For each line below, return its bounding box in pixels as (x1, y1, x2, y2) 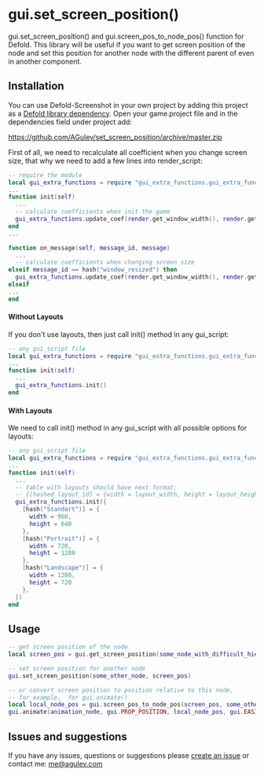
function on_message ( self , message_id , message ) (8, 244, 170, 252)
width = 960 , (28, 513, 72, 521)
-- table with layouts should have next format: (15, 483, 178, 491)
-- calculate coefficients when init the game (15, 208, 170, 216)
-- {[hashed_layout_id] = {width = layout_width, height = (15, 490, 213, 499)
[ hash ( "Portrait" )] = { (22, 534, 101, 542)
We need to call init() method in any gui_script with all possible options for (8, 423, 247, 433)
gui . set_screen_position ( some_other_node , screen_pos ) (8, 671, 192, 680)
